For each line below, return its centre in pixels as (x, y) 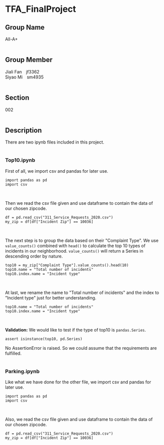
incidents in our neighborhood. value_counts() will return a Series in (74, 251)
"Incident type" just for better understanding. (51, 297)
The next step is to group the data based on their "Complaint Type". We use (82, 240)
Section (17, 98)
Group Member (29, 60)
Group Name (25, 27)
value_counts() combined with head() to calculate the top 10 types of (75, 246)
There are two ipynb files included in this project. (55, 142)
